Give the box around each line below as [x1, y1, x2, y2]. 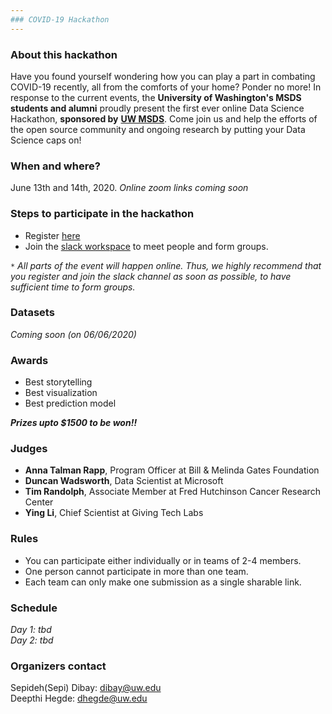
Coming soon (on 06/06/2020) [10, 328, 137, 340]
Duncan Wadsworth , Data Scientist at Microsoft [24, 475, 224, 487]
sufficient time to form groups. [10, 281, 136, 293]
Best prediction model [24, 397, 117, 410]
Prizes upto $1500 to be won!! [10, 417, 138, 429]
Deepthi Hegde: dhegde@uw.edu [10, 692, 148, 705]
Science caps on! [10, 134, 82, 146]
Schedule [10, 601, 58, 615]
